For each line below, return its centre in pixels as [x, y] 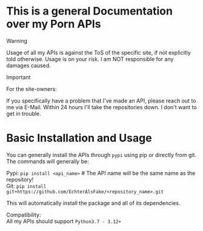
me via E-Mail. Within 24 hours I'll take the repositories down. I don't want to [101, 107]
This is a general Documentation [89, 11]
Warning [17, 41]
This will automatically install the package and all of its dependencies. [93, 203]
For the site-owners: [32, 89]
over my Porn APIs [54, 24]
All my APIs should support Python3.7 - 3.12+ [64, 221]
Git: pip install [26, 186]
